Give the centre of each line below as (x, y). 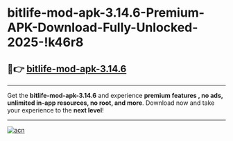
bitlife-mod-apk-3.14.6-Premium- (106, 13)
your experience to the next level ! (55, 110)
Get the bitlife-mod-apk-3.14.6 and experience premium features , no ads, (115, 96)
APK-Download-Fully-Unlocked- (103, 27)
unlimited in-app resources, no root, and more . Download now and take (111, 103)
